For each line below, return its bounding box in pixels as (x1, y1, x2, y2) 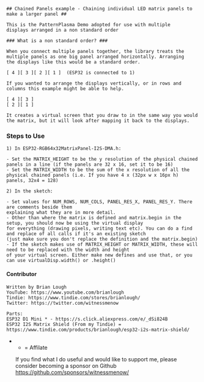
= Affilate (24, 344, 48, 351)
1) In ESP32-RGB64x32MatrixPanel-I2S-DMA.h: (6, 146, 122, 152)
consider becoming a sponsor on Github (15, 362, 117, 369)
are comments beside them (6, 204, 72, 210)
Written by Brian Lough (6, 284, 67, 290)
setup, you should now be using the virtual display (6, 220, 144, 227)
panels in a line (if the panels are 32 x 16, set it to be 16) (6, 161, 173, 168)
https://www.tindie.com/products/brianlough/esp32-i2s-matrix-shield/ (6, 327, 190, 333)
